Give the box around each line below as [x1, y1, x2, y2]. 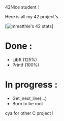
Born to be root [12, 100, 43, 106]
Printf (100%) [12, 61, 39, 68]
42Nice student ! [5, 4, 39, 10]
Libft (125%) [12, 57, 37, 62]
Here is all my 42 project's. [5, 14, 60, 19]
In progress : [5, 79, 58, 91]
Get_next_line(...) [12, 95, 47, 101]
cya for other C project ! [5, 110, 54, 116]
